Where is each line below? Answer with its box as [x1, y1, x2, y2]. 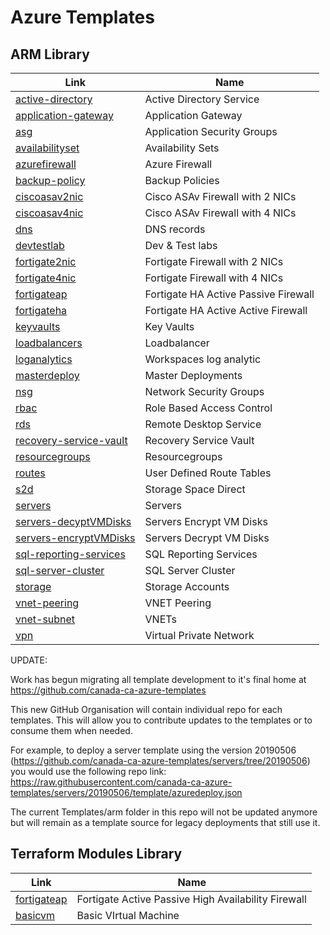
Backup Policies [144, 174, 220, 187]
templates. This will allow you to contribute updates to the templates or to [10, 714, 313, 726]
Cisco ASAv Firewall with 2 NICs [144, 190, 297, 203]
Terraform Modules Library [10, 846, 183, 863]
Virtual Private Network [144, 629, 255, 642]
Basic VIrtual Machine [76, 908, 180, 922]
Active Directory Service [144, 92, 260, 106]
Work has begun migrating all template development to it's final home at [10, 674, 307, 685]
